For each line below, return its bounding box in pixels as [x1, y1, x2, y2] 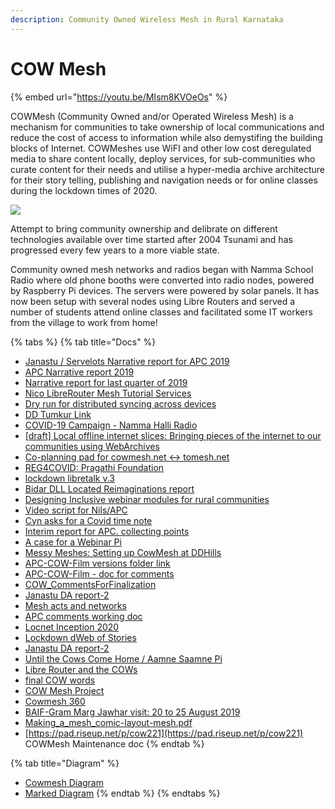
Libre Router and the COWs [24, 663, 138, 675]
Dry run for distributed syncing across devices [24, 397, 217, 410]
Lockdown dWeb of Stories [24, 631, 137, 643]
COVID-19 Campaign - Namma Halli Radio [24, 419, 198, 431]
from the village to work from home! [10, 316, 158, 328]
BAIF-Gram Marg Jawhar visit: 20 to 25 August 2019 [24, 706, 241, 718]
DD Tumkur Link [24, 408, 92, 420]
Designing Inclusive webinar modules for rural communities [24, 493, 270, 505]
